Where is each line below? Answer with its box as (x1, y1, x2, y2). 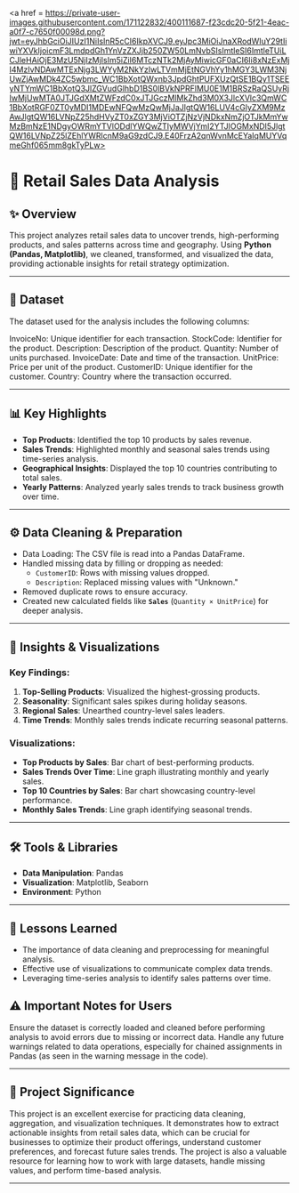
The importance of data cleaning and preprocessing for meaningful (21, 945, 270, 955)
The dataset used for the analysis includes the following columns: (9, 316, 250, 326)
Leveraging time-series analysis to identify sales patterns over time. (21, 973, 271, 984)
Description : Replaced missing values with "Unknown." (35, 577, 238, 588)
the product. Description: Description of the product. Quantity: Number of (9, 343, 279, 353)
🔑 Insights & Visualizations (9, 640, 160, 655)
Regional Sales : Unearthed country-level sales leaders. (21, 705, 225, 716)
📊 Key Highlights (9, 407, 107, 422)
